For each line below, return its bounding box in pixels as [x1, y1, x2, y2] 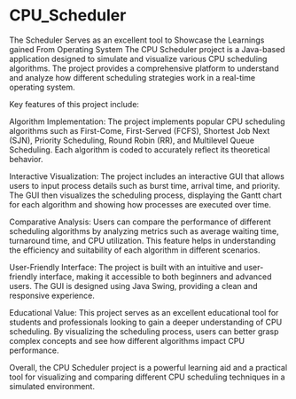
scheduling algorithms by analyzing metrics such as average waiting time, [9, 225, 279, 236]
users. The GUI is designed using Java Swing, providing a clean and [9, 280, 258, 291]
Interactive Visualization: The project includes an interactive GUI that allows [9, 170, 285, 182]
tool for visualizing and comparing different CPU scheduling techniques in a [9, 372, 285, 382]
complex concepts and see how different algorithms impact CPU [9, 335, 245, 346]
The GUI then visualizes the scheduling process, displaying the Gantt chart [9, 190, 282, 200]
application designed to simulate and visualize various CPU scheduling [9, 53, 268, 64]
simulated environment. [9, 380, 96, 391]
